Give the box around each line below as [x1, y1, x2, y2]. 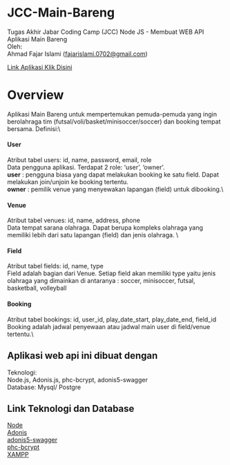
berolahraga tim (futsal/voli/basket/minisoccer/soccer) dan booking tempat [7, 117, 221, 126]
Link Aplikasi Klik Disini [7, 63, 73, 71]
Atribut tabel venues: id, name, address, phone [7, 216, 140, 225]
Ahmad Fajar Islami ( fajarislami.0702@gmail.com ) [7, 50, 148, 58]
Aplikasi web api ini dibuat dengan [7, 350, 158, 362]
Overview [7, 88, 64, 103]
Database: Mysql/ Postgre [7, 383, 82, 391]
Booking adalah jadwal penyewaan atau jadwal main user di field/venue [7, 322, 211, 330]
